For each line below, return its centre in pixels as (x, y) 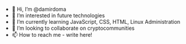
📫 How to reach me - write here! (52, 35)
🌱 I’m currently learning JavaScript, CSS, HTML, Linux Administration (96, 22)
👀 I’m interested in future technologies (58, 15)
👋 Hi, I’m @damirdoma (39, 9)
